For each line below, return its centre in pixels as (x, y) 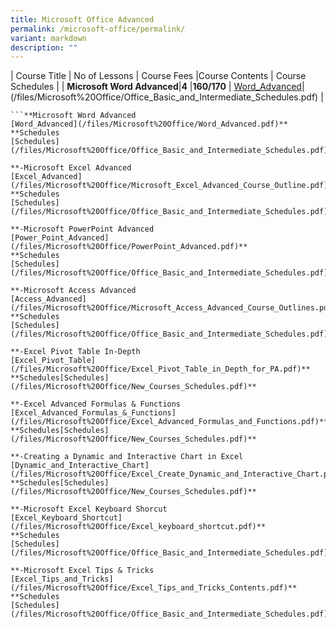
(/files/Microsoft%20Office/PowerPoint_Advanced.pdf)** (129, 247)
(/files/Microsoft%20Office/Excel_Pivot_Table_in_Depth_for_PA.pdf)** (160, 369)
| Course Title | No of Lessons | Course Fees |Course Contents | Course (158, 76)
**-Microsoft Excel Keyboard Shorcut (89, 509)
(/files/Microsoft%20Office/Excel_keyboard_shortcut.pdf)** (138, 527)
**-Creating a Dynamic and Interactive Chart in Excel (127, 457)
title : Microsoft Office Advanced (82, 19)
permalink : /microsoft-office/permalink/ (98, 29)
